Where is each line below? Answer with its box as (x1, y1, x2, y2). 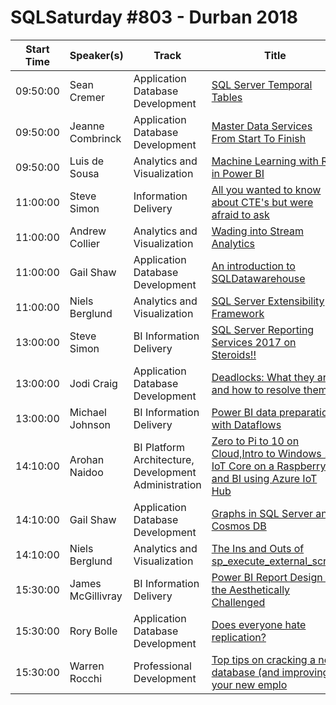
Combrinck (69, 131, 122, 145)
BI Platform (133, 440, 186, 454)
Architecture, (133, 452, 195, 466)
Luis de (69, 154, 105, 168)
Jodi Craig (69, 376, 118, 390)
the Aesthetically (211, 582, 291, 596)
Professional (133, 659, 192, 673)
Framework (211, 306, 265, 320)
